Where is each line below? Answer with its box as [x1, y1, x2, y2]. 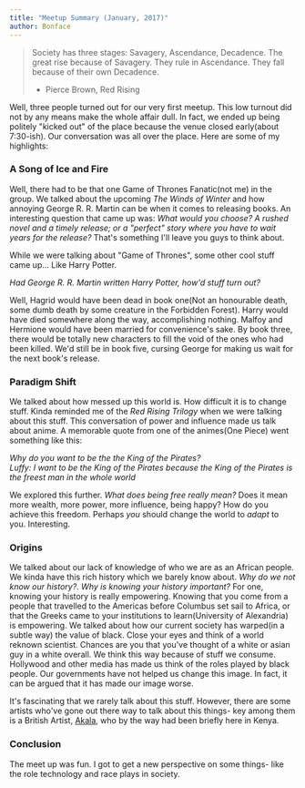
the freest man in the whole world [9, 472, 137, 483]
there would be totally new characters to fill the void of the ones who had [9, 333, 284, 344]
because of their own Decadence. [31, 66, 159, 77]
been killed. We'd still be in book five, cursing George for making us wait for [9, 343, 294, 353]
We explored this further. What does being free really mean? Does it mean [9, 489, 289, 501]
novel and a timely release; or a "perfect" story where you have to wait [9, 222, 276, 233]
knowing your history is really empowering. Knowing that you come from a [9, 591, 289, 602]
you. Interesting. [9, 518, 71, 529]
